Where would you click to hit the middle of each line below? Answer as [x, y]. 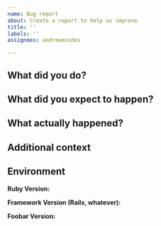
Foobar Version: [32, 216]
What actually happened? [66, 124]
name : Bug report [33, 14]
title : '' [22, 27]
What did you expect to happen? [80, 99]
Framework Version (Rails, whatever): [64, 202]
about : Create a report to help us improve [73, 21]
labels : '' [23, 34]
